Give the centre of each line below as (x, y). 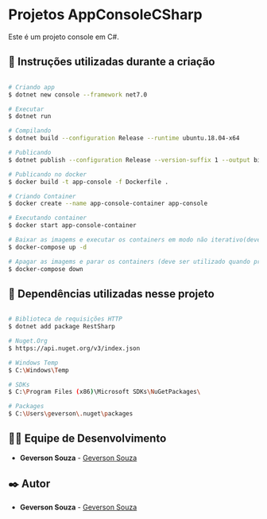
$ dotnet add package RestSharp (62, 327)
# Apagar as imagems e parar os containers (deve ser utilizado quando (129, 261)
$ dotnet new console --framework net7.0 (78, 94)
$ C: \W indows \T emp (39, 370)
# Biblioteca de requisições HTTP (66, 319)
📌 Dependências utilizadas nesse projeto (111, 294)
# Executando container (48, 218)
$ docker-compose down (46, 269)
